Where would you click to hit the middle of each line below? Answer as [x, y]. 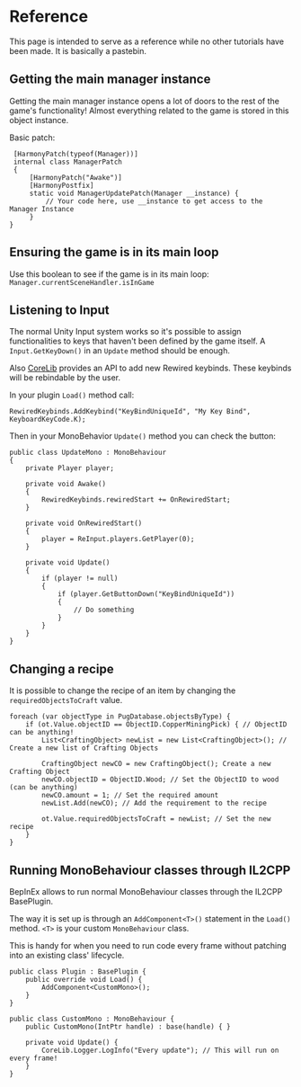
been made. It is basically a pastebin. [78, 50]
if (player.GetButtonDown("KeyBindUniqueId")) [146, 594]
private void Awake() [66, 484]
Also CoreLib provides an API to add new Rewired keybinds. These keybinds [150, 368]
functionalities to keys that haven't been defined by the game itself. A [137, 341]
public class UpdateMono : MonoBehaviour [88, 453]
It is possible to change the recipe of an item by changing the [123, 691]
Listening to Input [59, 310]
